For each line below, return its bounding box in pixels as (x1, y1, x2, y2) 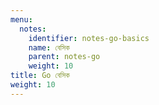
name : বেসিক (28, 42, 70, 53)
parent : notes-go (28, 52, 101, 62)
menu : (10, 14, 33, 25)
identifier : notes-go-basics (28, 33, 150, 43)
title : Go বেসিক (10, 71, 70, 81)
